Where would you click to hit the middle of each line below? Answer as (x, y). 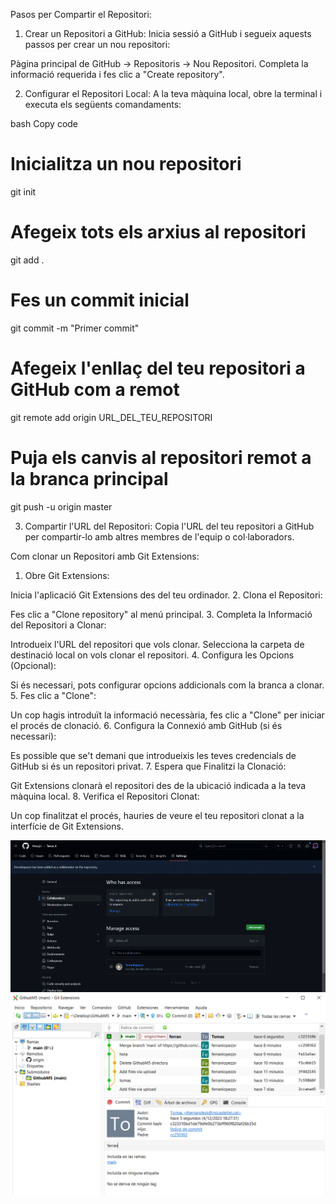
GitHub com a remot (95, 390)
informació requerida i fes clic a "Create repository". (117, 74)
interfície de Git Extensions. (67, 826)
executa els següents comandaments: (103, 104)
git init (23, 191)
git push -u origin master (61, 506)
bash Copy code (44, 123)
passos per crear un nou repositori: (97, 44)
